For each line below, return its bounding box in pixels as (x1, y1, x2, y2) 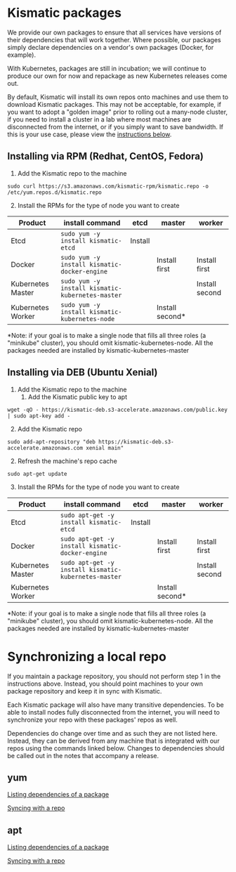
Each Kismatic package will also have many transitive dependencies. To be (7, 701, 224, 709)
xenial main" (85, 444, 124, 451)
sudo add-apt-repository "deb (7, 438, 96, 445)
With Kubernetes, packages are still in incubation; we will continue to (7, 64, 206, 72)
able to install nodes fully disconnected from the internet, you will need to (7, 708, 220, 716)
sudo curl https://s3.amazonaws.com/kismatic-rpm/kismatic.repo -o (7, 183, 209, 190)
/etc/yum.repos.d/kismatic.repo (7, 188, 102, 196)
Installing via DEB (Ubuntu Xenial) (7, 367, 158, 379)
